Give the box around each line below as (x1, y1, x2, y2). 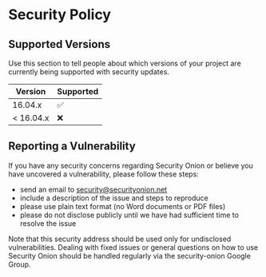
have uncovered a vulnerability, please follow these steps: (8, 169, 200, 179)
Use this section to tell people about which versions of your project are (8, 58, 241, 68)
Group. (8, 259, 31, 269)
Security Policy (8, 6, 112, 24)
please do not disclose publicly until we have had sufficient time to (19, 210, 240, 220)
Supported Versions (8, 38, 110, 51)
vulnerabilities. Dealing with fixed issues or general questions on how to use (8, 242, 258, 252)
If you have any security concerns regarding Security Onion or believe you (8, 160, 253, 170)
